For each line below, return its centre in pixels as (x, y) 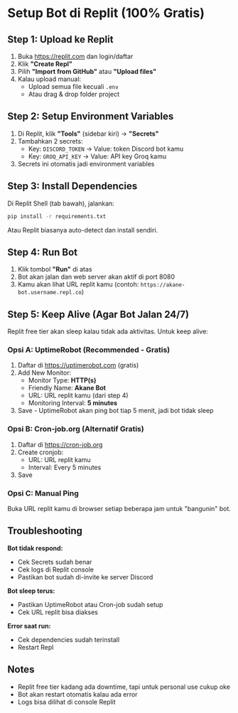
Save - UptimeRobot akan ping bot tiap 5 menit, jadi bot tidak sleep (115, 411)
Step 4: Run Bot (43, 252)
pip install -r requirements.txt (57, 216)
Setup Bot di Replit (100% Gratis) (106, 13)
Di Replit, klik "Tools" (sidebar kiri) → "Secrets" (88, 134)
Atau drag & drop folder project (74, 94)
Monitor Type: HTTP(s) (62, 380)
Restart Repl (36, 647)
